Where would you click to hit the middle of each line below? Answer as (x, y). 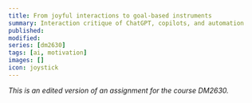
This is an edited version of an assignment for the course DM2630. (118, 90)
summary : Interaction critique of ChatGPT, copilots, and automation (126, 23)
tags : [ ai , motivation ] (48, 53)
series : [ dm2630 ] (37, 46)
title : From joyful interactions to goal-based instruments (110, 16)
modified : (25, 38)
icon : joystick (33, 68)
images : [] (26, 61)
